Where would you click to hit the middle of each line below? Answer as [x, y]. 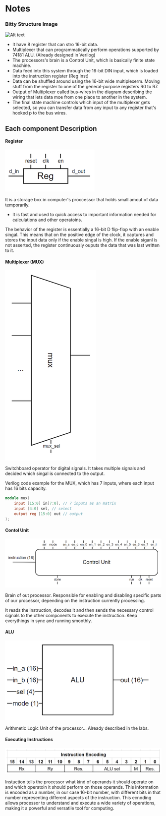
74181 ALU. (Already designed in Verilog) [54, 55]
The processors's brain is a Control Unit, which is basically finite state [83, 60]
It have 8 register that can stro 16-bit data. [55, 45]
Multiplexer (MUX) [25, 262]
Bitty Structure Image [31, 24]
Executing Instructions [29, 740]
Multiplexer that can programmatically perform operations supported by [86, 50]
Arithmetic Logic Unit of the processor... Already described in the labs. [77, 728]
